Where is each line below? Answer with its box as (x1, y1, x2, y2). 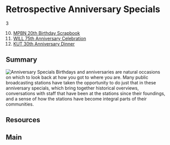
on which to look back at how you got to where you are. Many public (6, 74, 149, 80)
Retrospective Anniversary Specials (6, 4, 161, 15)
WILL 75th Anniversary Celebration (13, 35, 87, 41)
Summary (6, 56, 37, 64)
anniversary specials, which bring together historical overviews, (6, 85, 139, 91)
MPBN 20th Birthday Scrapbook (13, 30, 80, 36)
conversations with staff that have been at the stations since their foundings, (6, 90, 165, 96)
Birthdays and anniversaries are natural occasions (56, 69, 160, 75)
